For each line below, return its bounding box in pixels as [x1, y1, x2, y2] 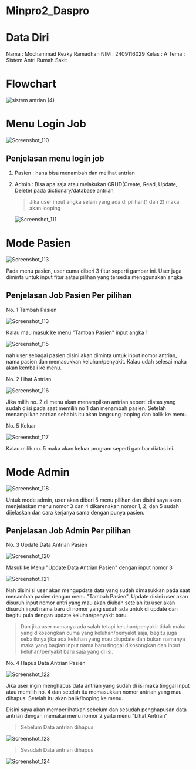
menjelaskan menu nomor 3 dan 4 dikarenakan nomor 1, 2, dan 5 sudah [6, 502, 179, 509]
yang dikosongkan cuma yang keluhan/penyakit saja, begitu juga [20, 630, 177, 637]
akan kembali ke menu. [6, 364, 62, 371]
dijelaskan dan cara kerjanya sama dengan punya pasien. [6, 509, 145, 516]
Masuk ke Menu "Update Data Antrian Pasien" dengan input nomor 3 [6, 564, 173, 571]
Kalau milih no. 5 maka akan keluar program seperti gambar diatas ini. [6, 445, 175, 452]
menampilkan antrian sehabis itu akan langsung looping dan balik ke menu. [6, 411, 188, 418]
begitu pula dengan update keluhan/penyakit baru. [6, 612, 128, 619]
